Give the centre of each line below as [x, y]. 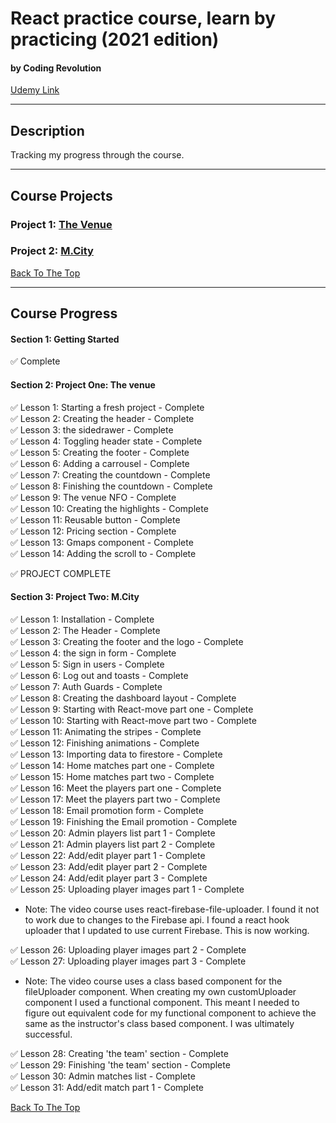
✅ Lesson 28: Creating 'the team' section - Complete [119, 1053]
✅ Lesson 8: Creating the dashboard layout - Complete [123, 698]
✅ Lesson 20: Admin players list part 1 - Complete [113, 833]
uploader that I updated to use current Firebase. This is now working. [167, 930]
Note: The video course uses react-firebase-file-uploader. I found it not [172, 909]
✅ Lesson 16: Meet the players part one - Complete [116, 788]
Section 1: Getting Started [65, 339]
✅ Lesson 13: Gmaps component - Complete [102, 542]
